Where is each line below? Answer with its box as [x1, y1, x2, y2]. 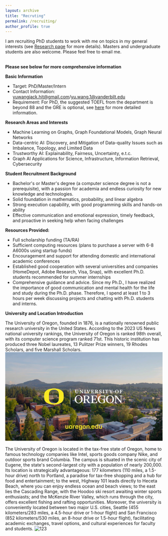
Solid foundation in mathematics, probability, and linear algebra [12, 196, 143, 202]
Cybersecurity [12, 161, 42, 167]
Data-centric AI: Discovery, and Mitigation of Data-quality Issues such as [12, 140, 163, 146]
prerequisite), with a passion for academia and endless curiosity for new [12, 185, 161, 192]
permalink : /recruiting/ [5, 18, 57, 23]
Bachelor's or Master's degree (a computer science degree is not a [12, 180, 151, 186]
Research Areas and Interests [5, 119, 68, 125]
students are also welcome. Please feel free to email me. [5, 49, 121, 55]
